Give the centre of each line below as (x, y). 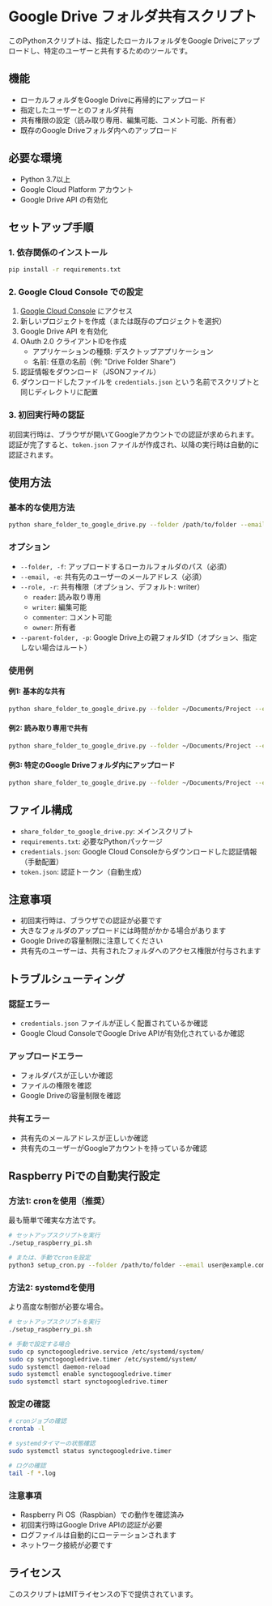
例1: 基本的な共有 (37, 691)
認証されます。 (33, 454)
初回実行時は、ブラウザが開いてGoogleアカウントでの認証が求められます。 (134, 434)
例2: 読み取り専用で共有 (48, 728)
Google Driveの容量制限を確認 (70, 1096)
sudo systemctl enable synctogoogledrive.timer (90, 1374)
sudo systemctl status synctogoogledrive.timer (90, 1451)
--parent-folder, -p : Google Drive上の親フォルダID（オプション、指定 (138, 637)
